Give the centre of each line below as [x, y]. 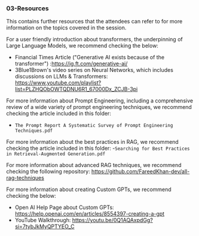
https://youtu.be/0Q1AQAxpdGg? [113, 220]
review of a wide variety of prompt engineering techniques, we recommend [99, 107]
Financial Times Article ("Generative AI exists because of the [90, 58]
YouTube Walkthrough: [43, 220]
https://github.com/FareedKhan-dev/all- [141, 171]
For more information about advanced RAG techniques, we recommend [94, 165]
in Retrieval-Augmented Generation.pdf [56, 154]
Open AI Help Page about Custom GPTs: [65, 207]
